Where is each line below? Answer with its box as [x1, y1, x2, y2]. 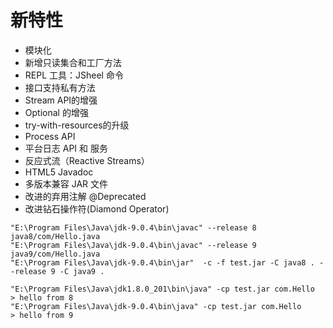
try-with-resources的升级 [24, 119, 130, 131]
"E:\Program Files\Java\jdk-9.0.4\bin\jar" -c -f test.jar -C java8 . [10, 257, 315, 268]
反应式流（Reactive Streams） [24, 154, 150, 166]
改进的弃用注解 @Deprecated [24, 190, 147, 202]
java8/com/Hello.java [10, 231, 101, 241]
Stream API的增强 [24, 94, 98, 106]
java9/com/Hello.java [10, 249, 101, 259]
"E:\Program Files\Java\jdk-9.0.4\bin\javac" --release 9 [10, 240, 257, 250]
